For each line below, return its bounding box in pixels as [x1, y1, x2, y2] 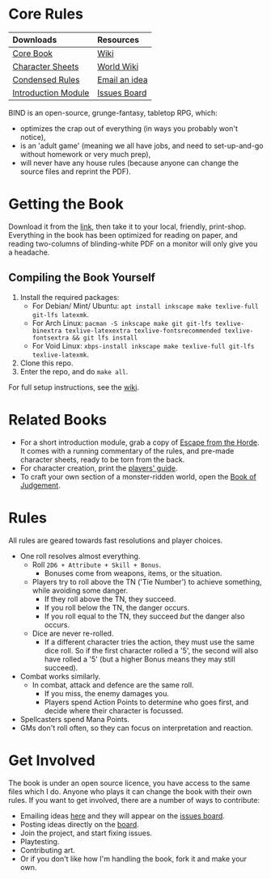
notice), [19, 132, 46, 142]
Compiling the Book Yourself [8, 271, 156, 285]
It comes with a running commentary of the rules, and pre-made [19, 446, 235, 455]
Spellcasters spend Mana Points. [19, 714, 130, 724]
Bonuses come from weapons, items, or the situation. [44, 568, 222, 578]
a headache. [8, 247, 50, 257]
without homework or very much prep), [19, 149, 151, 158]
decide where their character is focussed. [44, 705, 184, 716]
